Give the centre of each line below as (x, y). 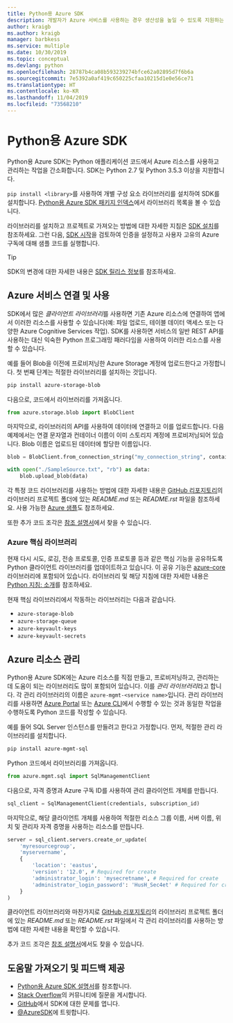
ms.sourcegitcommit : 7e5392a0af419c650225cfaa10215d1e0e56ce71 (101, 78)
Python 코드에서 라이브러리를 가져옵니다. (63, 763)
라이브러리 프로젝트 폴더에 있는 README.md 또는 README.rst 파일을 (102, 499)
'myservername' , (43, 852)
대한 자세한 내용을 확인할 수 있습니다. (70, 929)
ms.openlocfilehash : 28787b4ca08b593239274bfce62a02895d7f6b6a (101, 72)
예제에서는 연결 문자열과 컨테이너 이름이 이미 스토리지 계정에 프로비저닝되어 (109, 435)
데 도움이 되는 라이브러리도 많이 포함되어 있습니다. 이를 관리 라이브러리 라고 (108, 686)
